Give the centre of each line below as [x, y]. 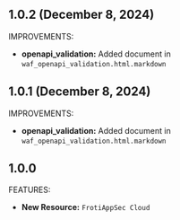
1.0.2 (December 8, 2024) [81, 15]
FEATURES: [30, 190]
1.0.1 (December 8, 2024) [80, 92]
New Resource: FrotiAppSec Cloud [86, 207]
